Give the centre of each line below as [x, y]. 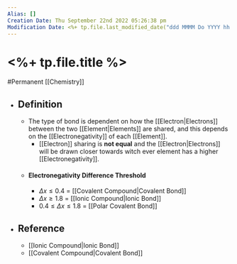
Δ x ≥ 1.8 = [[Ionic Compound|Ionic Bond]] [100, 199]
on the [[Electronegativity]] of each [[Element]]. [98, 136]
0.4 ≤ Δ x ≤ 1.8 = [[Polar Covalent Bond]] [98, 206]
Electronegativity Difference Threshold [87, 175]
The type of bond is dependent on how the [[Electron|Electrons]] [123, 121]
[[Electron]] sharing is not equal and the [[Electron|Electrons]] [129, 144]
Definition [40, 104]
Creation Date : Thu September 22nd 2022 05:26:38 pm [87, 21]
